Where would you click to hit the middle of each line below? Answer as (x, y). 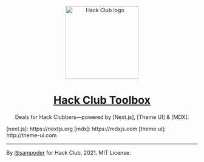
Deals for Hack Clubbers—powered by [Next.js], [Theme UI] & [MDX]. (102, 117)
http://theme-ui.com (32, 135)
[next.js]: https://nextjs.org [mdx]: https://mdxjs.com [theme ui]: (86, 129)
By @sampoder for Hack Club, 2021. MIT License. (69, 152)
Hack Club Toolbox (102, 100)
